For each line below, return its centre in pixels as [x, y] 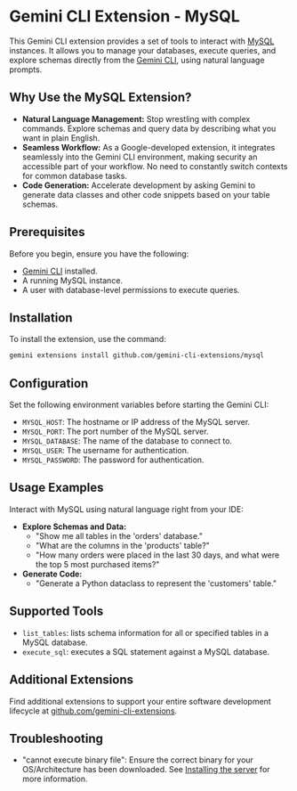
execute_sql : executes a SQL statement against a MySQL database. [146, 651]
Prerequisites [47, 232]
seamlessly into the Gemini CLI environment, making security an [140, 157]
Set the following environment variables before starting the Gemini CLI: [139, 405]
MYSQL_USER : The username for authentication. [105, 451]
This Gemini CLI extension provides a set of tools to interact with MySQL [142, 41]
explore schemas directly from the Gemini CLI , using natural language [137, 60]
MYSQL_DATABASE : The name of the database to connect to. [127, 441]
